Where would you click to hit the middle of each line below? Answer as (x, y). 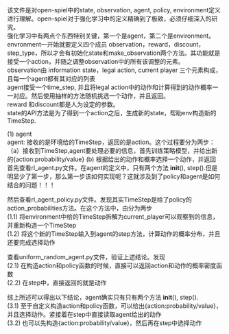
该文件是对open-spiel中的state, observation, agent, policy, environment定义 (114, 10)
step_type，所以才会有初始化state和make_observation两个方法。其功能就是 (114, 53)
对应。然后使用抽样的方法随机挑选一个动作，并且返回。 (91, 96)
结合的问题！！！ (31, 185)
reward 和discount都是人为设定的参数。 (63, 104)
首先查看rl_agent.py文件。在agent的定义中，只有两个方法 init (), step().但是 (112, 168)
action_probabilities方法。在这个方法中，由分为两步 (80, 208)
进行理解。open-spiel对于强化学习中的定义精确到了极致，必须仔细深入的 (109, 19)
